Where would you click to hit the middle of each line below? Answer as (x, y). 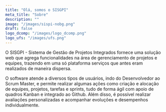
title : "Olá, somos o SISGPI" (37, 10)
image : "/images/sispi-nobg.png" (40, 24)
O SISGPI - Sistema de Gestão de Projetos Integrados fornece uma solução (83, 52)
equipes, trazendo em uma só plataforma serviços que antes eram (74, 63)
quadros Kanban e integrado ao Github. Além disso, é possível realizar (78, 94)
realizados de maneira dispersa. (38, 68)
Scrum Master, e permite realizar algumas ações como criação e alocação (82, 83)
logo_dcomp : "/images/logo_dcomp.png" (46, 33)
